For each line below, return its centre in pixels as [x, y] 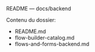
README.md [30, 31]
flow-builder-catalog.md [45, 38]
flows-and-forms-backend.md [52, 44]
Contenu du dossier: [31, 20]
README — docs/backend [39, 9]
